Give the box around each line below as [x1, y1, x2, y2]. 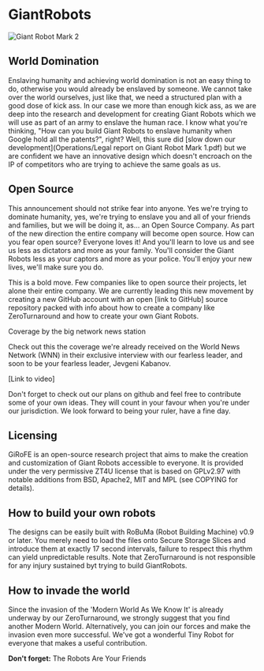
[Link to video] [8, 374, 55, 383]
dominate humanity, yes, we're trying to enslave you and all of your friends [8, 212, 251, 221]
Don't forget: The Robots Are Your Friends [8, 654, 147, 663]
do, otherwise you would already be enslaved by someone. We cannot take [8, 84, 252, 93]
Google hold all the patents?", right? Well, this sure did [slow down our [8, 134, 236, 144]
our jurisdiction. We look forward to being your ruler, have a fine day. [8, 405, 231, 416]
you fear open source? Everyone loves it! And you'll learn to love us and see [8, 237, 255, 247]
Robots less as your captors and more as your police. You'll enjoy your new [8, 254, 252, 263]
